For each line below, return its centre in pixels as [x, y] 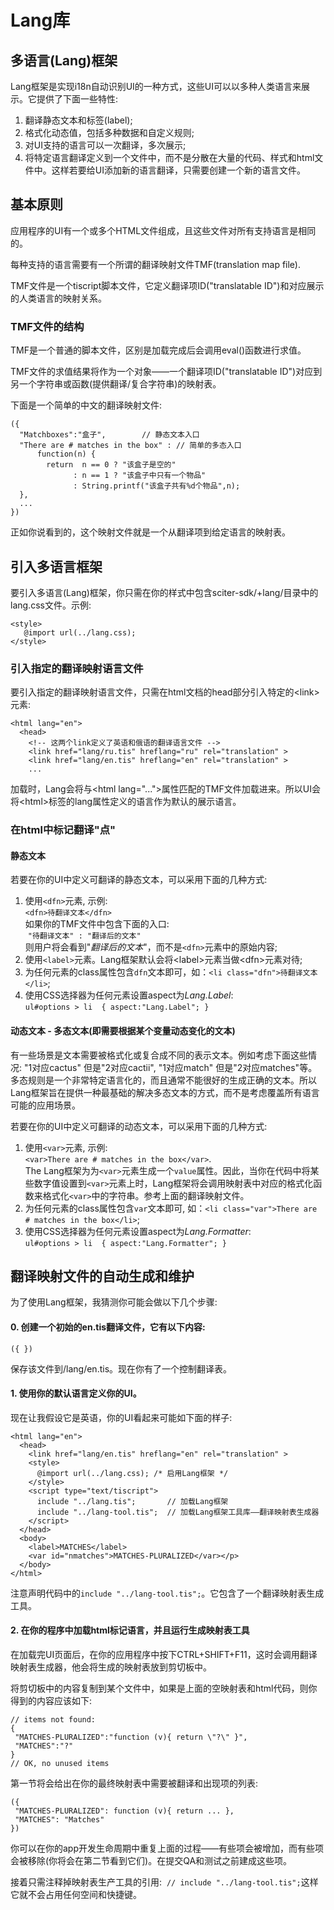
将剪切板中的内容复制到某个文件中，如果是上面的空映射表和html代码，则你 [164, 1688]
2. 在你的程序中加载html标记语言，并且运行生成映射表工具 [130, 1630]
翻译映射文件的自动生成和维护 [102, 1276]
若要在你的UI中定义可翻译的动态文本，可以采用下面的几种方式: [139, 1126]
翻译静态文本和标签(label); [78, 120]
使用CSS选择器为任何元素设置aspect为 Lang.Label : [129, 995]
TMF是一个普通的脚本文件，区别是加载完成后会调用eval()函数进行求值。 [158, 350]
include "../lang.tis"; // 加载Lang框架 [132, 1501]
